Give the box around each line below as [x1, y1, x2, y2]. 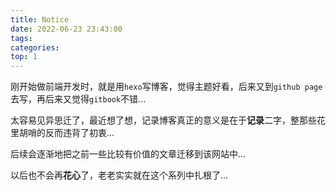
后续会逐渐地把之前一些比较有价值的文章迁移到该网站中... [10, 148, 247, 160]
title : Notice [10, 14, 70, 25]
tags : [10, 33, 33, 43]
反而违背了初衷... [44, 127, 115, 139]
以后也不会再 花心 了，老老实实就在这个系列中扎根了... [10, 169, 229, 181]
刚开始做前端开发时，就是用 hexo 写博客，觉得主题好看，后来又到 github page [10, 81, 323, 93]
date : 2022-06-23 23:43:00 [10, 24, 123, 34]
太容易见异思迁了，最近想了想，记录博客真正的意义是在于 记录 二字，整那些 [10, 114, 317, 126]
